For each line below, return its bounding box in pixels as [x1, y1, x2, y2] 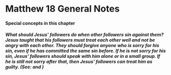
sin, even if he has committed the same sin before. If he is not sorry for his [5, 48, 166, 54]
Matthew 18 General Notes [5, 3, 120, 15]
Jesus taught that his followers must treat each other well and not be [5, 37, 155, 43]
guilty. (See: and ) [5, 64, 44, 70]
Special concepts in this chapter [5, 20, 76, 26]
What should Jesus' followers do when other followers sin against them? [5, 31, 164, 38]
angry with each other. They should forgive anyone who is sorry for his [5, 43, 159, 49]
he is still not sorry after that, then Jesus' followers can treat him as [5, 59, 153, 65]
